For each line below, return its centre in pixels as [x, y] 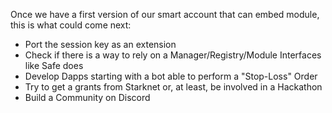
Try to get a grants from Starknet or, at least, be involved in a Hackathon [173, 87]
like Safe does [54, 65]
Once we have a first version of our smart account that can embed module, [165, 14]
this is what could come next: [71, 25]
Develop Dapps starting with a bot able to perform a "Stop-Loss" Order [171, 76]
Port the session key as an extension [100, 44]
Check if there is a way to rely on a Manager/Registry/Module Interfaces [173, 55]
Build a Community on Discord [87, 97]
